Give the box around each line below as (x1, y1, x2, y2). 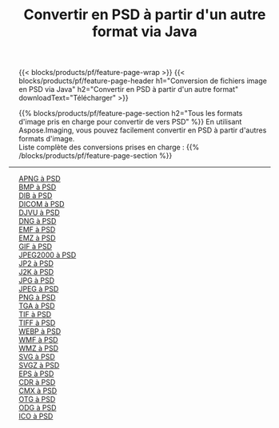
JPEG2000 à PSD (18, 250, 77, 260)
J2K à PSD (18, 267, 54, 277)
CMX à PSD (18, 386, 58, 396)
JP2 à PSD (18, 259, 54, 268)
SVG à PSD (18, 352, 56, 362)
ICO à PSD (18, 411, 54, 421)
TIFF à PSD (18, 318, 56, 328)
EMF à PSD (18, 225, 56, 235)
